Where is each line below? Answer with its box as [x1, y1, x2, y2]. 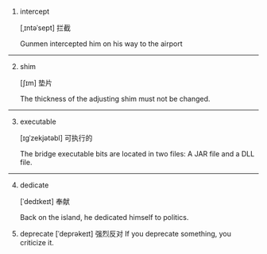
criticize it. [19, 238, 54, 247]
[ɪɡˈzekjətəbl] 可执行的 [19, 133, 93, 142]
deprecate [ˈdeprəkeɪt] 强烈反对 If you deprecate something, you [19, 229, 232, 238]
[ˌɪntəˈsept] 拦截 [19, 23, 72, 33]
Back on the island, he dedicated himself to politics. [19, 213, 189, 221]
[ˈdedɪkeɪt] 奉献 [19, 197, 70, 206]
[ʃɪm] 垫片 [19, 79, 53, 87]
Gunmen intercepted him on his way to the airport [19, 39, 183, 48]
